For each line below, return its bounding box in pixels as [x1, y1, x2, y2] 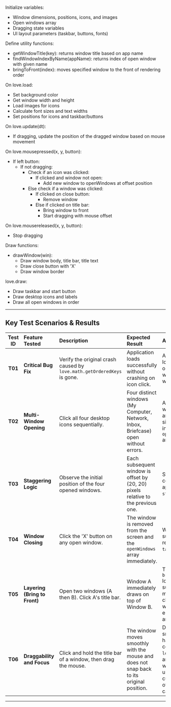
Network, [126, 415, 149, 422]
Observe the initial [59, 474, 103, 481]
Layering [23, 584, 46, 591]
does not [126, 659, 148, 666]
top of [126, 597, 141, 604]
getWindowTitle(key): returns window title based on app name [12, 51, 144, 56]
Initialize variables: [5, 5, 44, 10]
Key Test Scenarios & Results [5, 319, 100, 327]
